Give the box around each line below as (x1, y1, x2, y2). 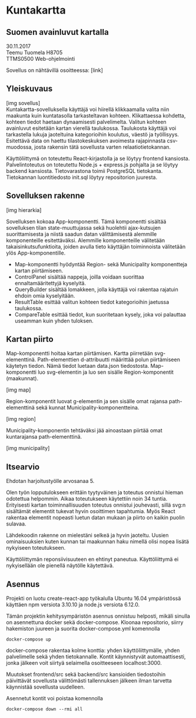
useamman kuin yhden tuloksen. (14, 317, 94, 324)
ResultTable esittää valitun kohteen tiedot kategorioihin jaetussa (14, 298, 170, 305)
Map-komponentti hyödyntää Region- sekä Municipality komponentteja (14, 260, 187, 267)
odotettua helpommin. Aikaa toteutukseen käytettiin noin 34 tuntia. (6, 495, 168, 502)
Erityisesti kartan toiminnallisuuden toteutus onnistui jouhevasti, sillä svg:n (6, 501, 186, 508)
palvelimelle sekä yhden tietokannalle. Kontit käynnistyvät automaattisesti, (6, 653, 186, 660)
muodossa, (6, 143, 34, 151)
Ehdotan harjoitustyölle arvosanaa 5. (6, 478, 95, 485)
